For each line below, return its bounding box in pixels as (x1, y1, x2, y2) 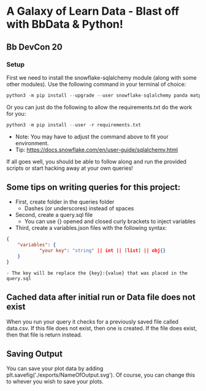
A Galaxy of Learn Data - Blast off (6, 4, 180, 18)
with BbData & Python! (6, 17, 124, 31)
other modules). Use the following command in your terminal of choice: (6, 80, 186, 88)
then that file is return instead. (6, 331, 83, 338)
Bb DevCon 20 (6, 42, 63, 52)
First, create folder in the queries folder (15, 198, 115, 206)
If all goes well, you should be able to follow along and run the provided (6, 158, 187, 165)
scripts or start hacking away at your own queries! (6, 164, 133, 172)
